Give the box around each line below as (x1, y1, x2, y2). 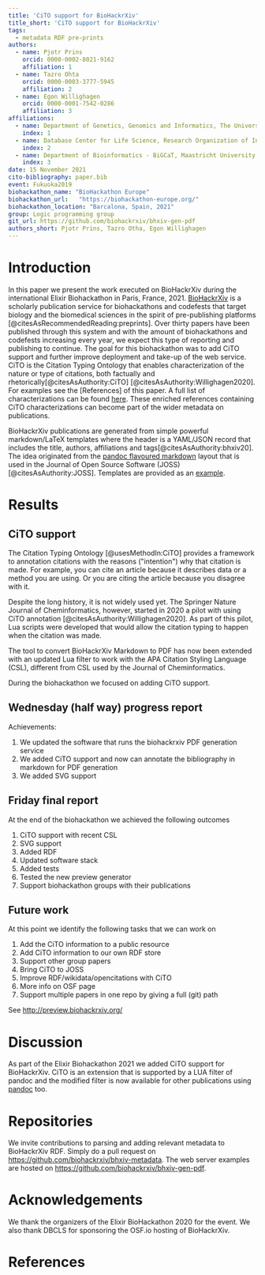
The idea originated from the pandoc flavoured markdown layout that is (8, 451, 240, 461)
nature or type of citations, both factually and (8, 368, 155, 378)
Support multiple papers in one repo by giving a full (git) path (19, 990, 218, 1000)
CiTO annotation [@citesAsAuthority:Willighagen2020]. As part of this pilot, (8, 613, 254, 623)
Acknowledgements (8, 1191, 144, 1209)
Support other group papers (19, 956, 111, 966)
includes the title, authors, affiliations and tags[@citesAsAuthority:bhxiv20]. (8, 443, 254, 452)
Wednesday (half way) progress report (8, 701, 203, 715)
